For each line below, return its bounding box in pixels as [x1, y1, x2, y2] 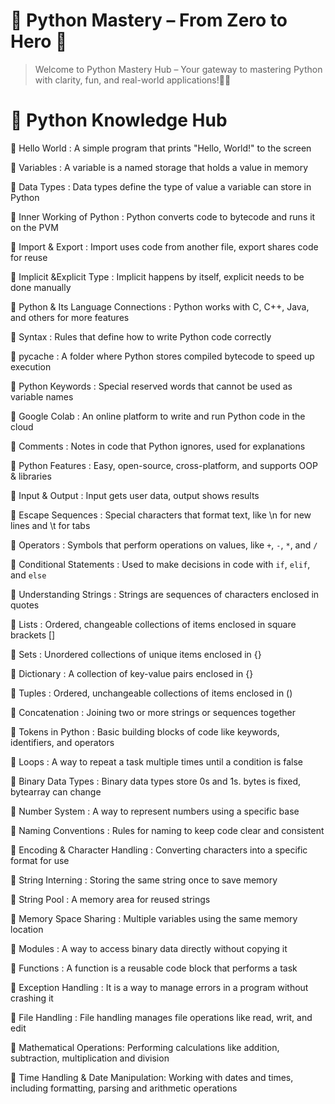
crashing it [10, 992, 54, 1004]
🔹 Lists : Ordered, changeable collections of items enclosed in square [10, 618, 297, 630]
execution [10, 360, 52, 373]
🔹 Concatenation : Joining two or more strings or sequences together [10, 706, 297, 718]
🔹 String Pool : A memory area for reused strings [10, 893, 211, 905]
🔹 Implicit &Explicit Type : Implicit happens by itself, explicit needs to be [10, 270, 305, 283]
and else [10, 569, 47, 581]
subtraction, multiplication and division [10, 1052, 170, 1064]
